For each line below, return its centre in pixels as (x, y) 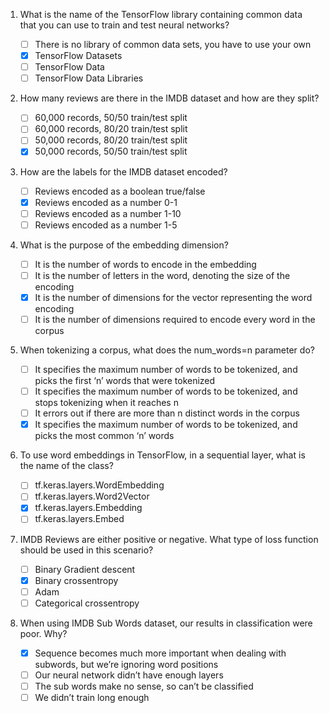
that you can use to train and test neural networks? (124, 25)
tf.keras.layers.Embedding (88, 508)
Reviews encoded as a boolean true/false (120, 191)
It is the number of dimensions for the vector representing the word (173, 297)
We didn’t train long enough (92, 697)
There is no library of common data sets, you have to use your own (173, 44)
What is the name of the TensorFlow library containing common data (161, 14)
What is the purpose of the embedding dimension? (124, 245)
